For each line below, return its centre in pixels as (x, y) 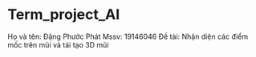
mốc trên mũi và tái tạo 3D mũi (58, 44)
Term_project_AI (64, 15)
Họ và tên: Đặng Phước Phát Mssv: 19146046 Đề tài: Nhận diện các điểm (128, 36)
